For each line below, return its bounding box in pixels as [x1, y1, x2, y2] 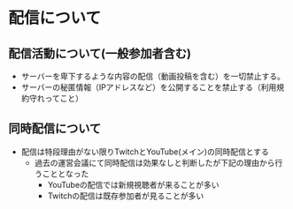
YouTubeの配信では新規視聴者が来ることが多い [47, 179, 220, 190]
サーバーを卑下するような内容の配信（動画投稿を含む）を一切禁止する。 [20, 71, 285, 81]
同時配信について [8, 121, 102, 137]
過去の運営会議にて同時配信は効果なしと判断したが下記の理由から [34, 157, 275, 168]
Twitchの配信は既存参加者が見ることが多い [47, 190, 204, 201]
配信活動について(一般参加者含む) [8, 46, 192, 61]
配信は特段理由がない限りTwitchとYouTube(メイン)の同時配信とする [20, 146, 269, 157]
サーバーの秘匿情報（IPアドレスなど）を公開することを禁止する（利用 [20, 82, 277, 93]
